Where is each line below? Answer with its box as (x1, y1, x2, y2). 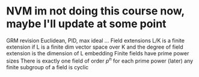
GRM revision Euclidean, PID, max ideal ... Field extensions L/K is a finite (6, 37, 185, 44)
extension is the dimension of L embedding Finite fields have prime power (6, 49, 189, 57)
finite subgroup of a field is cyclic (6, 63, 89, 70)
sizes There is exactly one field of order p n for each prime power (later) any (6, 56, 194, 64)
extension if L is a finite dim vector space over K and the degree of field (6, 43, 183, 51)
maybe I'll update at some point (6, 17, 167, 31)
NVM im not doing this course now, (6, 4, 185, 18)
